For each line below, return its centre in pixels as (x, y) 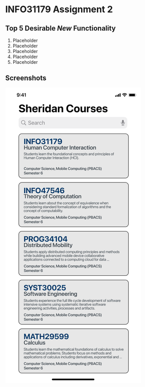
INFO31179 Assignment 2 (59, 9)
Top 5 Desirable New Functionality (61, 28)
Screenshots (26, 78)
